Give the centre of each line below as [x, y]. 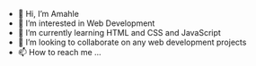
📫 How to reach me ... [59, 52]
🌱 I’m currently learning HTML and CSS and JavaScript [119, 33]
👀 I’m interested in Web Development [86, 23]
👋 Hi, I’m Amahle [48, 14]
